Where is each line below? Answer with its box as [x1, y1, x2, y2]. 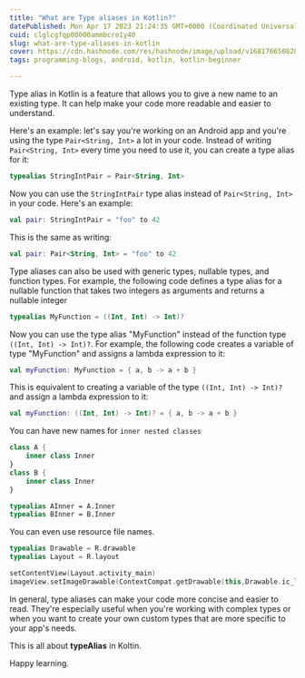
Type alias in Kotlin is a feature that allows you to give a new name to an [9, 88, 279, 99]
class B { [9, 468, 47, 477]
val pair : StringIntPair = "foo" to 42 [9, 215, 161, 224]
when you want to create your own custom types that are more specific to [9, 613, 286, 624]
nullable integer [9, 294, 68, 305]
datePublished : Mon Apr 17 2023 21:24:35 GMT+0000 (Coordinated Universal [9, 22, 299, 31]
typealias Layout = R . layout [9, 553, 120, 562]
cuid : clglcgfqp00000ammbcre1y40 [9, 30, 136, 39]
